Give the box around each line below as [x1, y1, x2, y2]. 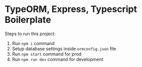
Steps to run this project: [5, 30, 56, 36]
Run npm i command [12, 40, 55, 46]
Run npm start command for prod [12, 51, 82, 57]
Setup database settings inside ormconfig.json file [12, 45, 116, 51]
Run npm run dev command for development [12, 56, 103, 62]
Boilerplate [5, 14, 51, 25]
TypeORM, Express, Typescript [5, 3, 137, 15]
